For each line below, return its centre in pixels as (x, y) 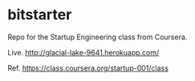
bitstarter (40, 15)
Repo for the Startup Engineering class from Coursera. (97, 37)
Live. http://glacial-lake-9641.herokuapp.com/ (83, 52)
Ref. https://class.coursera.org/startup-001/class (88, 68)
